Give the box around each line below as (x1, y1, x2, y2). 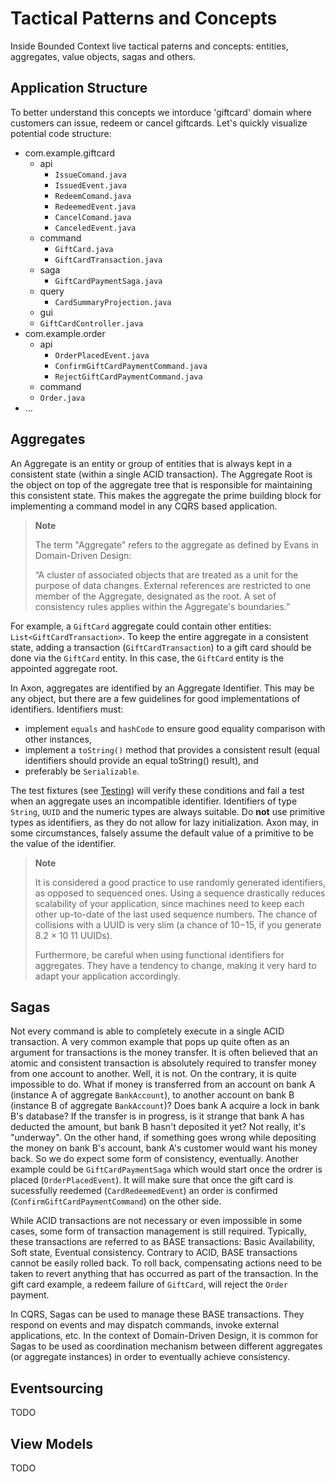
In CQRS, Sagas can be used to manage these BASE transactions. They (10, 1308, 305, 1321)
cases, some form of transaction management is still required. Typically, (10, 1225, 307, 1237)
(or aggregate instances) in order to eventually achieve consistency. (10, 1351, 291, 1363)
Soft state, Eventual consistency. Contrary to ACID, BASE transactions (10, 1247, 298, 1259)
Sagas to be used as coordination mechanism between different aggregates (10, 1340, 323, 1352)
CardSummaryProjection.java (54, 297, 172, 307)
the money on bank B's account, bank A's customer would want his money (10, 1142, 318, 1154)
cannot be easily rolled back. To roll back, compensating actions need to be (10, 1257, 323, 1269)
